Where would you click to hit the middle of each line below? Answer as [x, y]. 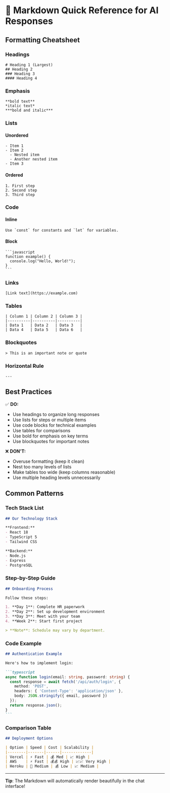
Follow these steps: [27, 598]
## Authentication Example [34, 654]
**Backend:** [19, 551]
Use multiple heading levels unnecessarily [56, 478]
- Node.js [16, 556]
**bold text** [20, 102]
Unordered [17, 135]
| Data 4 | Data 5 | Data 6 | [44, 330]
